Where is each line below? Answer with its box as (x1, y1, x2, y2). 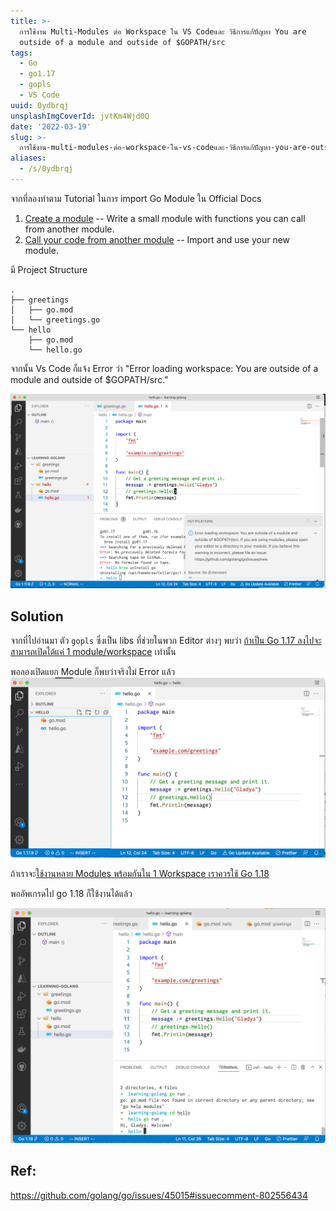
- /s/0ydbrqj (19, 164, 74, 174)
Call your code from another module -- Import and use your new (24, 233, 291, 245)
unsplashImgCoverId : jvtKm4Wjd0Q (10, 111, 150, 121)
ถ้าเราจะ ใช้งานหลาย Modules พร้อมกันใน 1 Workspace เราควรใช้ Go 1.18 (10, 867, 270, 879)
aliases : (10, 153, 47, 164)
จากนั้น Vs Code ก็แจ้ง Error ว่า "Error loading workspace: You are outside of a (10, 362, 319, 374)
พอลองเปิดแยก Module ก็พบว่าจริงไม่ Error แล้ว (10, 666, 176, 678)
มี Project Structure (10, 263, 88, 275)
